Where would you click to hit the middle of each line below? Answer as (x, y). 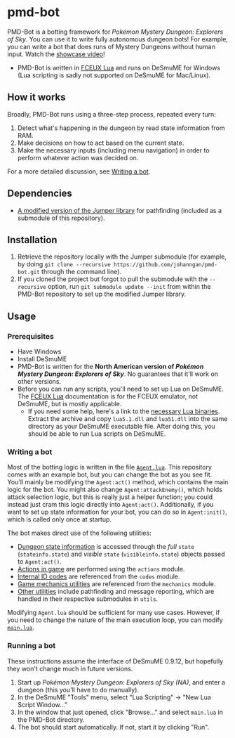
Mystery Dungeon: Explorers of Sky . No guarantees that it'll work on (118, 374)
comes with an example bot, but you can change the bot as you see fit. (110, 474)
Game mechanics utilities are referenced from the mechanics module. (116, 584)
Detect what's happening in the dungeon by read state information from (121, 128)
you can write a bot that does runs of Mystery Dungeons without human (111, 46)
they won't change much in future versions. (70, 668)
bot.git (28, 272)
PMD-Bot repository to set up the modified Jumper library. (102, 294)
